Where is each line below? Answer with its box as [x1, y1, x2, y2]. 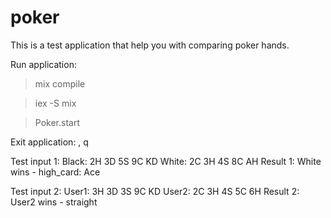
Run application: [10, 58, 77, 70]
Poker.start [34, 116, 80, 128]
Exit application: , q [10, 136, 89, 148]
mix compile [34, 77, 86, 90]
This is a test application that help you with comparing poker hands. [10, 39, 290, 51]
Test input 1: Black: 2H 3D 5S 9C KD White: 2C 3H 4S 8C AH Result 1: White [10, 155, 322, 167]
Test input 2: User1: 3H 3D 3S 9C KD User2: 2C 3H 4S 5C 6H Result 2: [10, 185, 300, 197]
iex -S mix [34, 97, 77, 109]
